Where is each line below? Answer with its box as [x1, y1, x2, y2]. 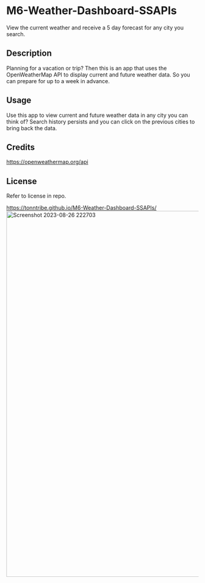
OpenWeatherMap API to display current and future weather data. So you [6, 71, 190, 78]
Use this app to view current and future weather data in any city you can [6, 111, 188, 119]
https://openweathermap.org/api [6, 158, 88, 166]
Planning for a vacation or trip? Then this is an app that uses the [6, 64, 167, 72]
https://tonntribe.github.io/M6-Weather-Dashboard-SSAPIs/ [6, 204, 157, 212]
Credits [6, 142, 35, 152]
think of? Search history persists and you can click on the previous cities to [6, 117, 195, 125]
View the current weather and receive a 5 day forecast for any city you [6, 24, 184, 31]
